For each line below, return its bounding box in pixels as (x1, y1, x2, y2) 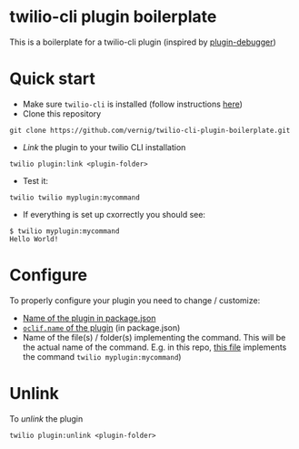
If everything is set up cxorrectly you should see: (22, 209, 206, 219)
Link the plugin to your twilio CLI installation (22, 141, 186, 152)
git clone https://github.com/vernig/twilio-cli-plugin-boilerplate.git (9, 126, 291, 135)
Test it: (22, 175, 48, 186)
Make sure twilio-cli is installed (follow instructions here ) (22, 98, 244, 109)
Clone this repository (22, 107, 102, 119)
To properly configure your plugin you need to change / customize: (9, 294, 261, 306)
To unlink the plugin (9, 413, 84, 424)
